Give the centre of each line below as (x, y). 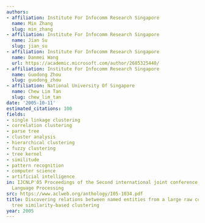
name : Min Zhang (32, 23)
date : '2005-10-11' (31, 103)
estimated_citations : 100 (39, 108)
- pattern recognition (35, 166)
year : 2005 (20, 211)
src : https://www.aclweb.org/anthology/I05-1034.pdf (75, 194)
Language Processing (38, 188)
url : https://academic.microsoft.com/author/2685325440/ (86, 63)
